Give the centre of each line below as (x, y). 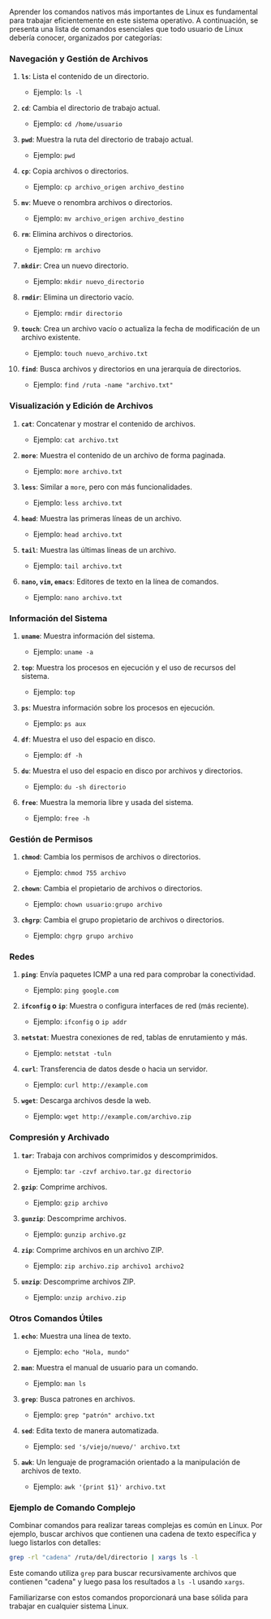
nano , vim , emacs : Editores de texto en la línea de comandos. (120, 581)
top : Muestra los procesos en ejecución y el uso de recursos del (128, 667)
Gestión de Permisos (51, 839)
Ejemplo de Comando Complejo (73, 1507)
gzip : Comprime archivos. (64, 1187)
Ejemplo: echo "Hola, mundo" (82, 1352)
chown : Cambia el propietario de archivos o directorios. (112, 888)
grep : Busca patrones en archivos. (78, 1399)
